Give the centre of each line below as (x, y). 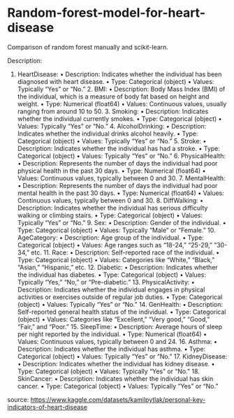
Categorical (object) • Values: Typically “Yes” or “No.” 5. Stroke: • (112, 140)
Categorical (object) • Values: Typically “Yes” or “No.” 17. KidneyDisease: (122, 356)
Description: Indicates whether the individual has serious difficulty (112, 208)
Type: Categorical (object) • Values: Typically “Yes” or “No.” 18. (109, 371)
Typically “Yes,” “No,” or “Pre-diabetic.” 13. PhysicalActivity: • (106, 282)
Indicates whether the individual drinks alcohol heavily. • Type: (108, 134)
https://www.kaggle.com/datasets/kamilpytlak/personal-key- (118, 399)
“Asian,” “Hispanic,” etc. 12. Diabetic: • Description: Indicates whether (117, 267)
